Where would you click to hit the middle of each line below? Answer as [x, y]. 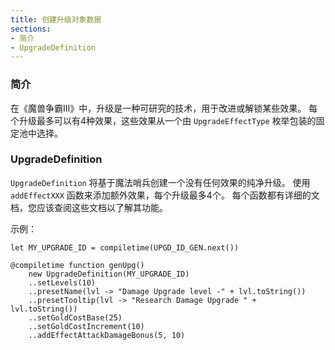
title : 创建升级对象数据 [56, 19]
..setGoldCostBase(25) [75, 317]
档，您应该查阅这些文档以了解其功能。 [89, 207]
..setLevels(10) [62, 282]
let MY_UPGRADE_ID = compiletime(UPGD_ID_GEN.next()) [125, 247]
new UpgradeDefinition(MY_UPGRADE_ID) [109, 274]
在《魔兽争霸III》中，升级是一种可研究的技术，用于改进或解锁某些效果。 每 [164, 108]
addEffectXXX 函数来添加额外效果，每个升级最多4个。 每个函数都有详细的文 [165, 195]
